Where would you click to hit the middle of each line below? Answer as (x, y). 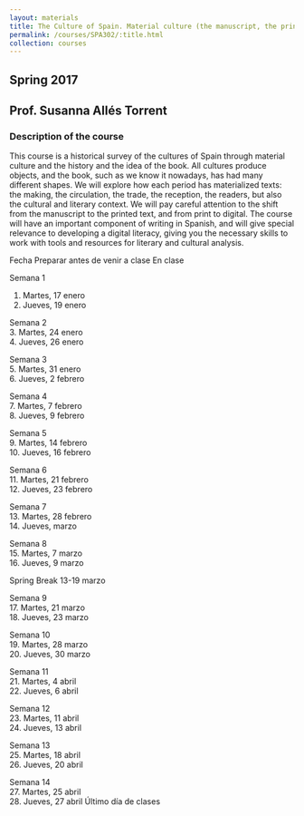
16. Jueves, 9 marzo (47, 563)
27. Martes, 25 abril (45, 792)
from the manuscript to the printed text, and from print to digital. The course (151, 214)
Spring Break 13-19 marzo (57, 580)
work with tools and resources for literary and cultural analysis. (127, 243)
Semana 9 (28, 598)
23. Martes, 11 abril (44, 718)
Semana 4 (28, 396)
